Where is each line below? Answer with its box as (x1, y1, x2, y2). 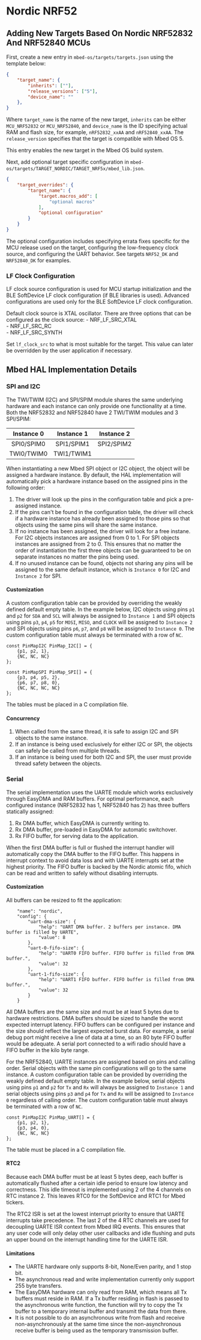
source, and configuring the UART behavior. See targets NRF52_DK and (6, 250, 179, 257)
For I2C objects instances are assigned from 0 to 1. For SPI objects (14, 534, 180, 541)
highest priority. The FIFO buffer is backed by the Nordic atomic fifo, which (6, 863, 191, 870)
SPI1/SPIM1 (55, 439, 90, 448)
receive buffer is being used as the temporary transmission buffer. (14, 1327, 179, 1334)
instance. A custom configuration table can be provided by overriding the (6, 1071, 187, 1078)
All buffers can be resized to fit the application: (6, 896, 122, 904)
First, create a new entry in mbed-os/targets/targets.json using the (6, 54, 174, 61)
